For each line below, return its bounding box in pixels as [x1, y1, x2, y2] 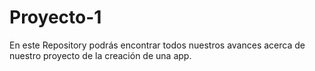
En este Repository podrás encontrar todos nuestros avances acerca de [9, 39, 306, 51]
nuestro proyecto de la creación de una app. [9, 49, 192, 61]
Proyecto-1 [9, 6, 102, 29]
